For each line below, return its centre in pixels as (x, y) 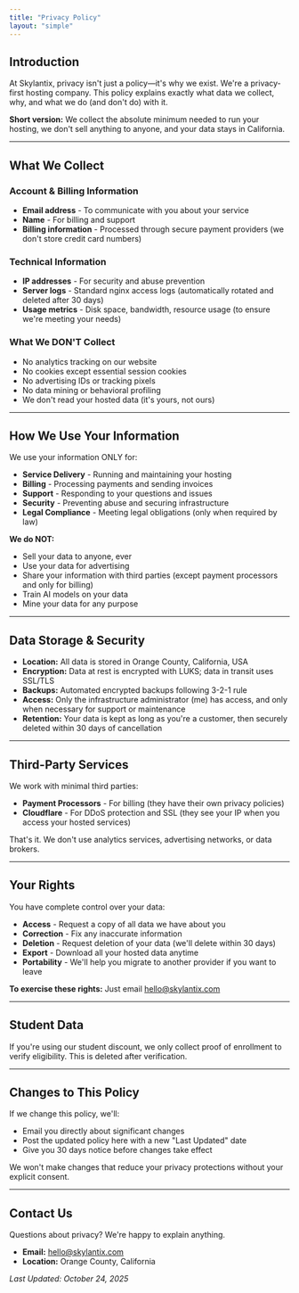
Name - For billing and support (79, 220)
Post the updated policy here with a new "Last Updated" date (134, 1141)
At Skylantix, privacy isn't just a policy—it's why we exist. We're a (129, 83)
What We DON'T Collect (62, 342)
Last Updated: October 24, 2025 (69, 1279)
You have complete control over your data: (87, 907)
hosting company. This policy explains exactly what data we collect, (150, 93)
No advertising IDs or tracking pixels (89, 381)
